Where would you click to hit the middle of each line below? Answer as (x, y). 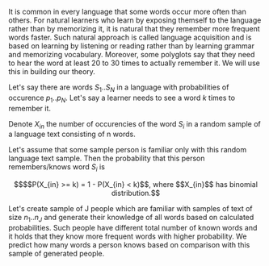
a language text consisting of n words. (72, 134)
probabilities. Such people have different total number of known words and (133, 227)
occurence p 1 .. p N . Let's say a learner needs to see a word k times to (122, 98)
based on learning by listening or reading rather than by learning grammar (131, 46)
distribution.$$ (136, 193)
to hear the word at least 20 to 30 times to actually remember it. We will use (134, 63)
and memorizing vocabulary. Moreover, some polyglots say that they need (132, 54)
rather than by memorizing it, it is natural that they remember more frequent (134, 29)
